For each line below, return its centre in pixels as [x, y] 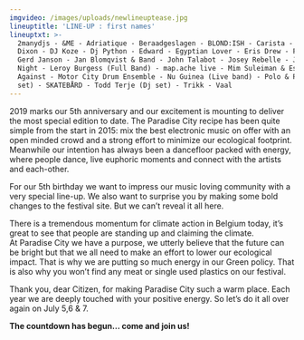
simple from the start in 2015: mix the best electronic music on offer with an [150, 130]
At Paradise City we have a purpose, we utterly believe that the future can [147, 242]
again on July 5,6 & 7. [49, 308]
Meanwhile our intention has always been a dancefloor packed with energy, [150, 150]
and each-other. [39, 169]
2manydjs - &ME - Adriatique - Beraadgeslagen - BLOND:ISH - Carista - [156, 43]
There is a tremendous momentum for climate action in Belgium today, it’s [146, 223]
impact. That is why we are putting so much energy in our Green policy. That [152, 262]
